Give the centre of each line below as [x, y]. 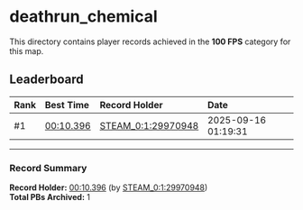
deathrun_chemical [83, 17]
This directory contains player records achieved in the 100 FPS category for [150, 41]
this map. [27, 50]
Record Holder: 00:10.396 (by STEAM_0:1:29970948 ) [109, 187]
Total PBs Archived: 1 [50, 197]
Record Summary [48, 168]
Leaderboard [46, 80]
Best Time [67, 105]
